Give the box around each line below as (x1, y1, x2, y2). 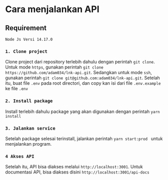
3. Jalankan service (5, 125, 56, 131)
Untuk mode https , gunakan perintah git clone (5, 64, 104, 70)
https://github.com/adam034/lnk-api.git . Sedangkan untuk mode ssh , (5, 70, 152, 76)
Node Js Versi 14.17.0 (5, 37, 53, 42)
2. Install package (5, 98, 53, 104)
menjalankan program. (5, 141, 52, 147)
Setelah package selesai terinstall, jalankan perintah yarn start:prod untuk (5, 135, 163, 142)
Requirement (5, 24, 47, 32)
